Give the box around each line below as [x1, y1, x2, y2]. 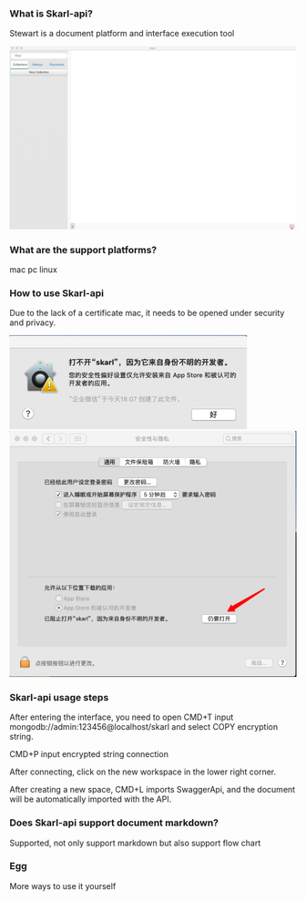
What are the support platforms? [9, 243, 158, 256]
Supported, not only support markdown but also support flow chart [9, 837, 261, 848]
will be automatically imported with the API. [9, 793, 172, 804]
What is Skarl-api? [9, 7, 94, 20]
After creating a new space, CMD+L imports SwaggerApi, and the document [9, 784, 296, 795]
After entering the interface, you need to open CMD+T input [9, 712, 234, 722]
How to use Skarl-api [9, 286, 105, 299]
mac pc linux [9, 263, 57, 275]
